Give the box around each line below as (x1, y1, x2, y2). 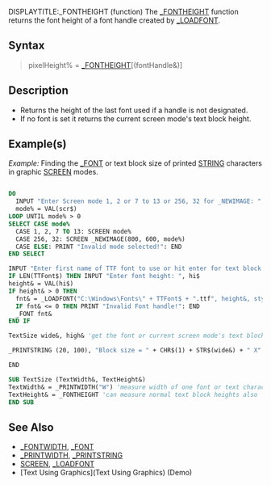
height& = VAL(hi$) (8, 280, 74, 288)
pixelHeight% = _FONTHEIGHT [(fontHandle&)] (27, 60, 183, 70)
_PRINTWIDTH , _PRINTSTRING (19, 450, 123, 460)
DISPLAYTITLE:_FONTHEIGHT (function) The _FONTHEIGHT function (8, 7, 240, 16)
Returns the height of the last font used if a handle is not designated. (19, 105, 248, 115)
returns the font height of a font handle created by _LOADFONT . (8, 15, 220, 25)
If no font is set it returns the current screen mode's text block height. (19, 113, 252, 124)
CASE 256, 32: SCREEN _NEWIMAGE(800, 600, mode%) (15, 234, 186, 243)
